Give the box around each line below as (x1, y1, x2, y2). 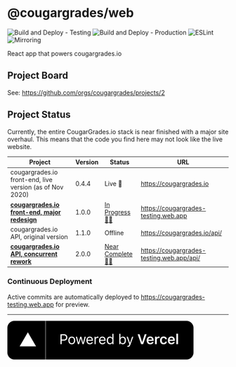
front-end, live (10, 176, 53, 184)
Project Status (7, 109, 72, 121)
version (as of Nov (10, 183, 64, 191)
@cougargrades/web (7, 5, 134, 21)
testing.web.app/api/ (140, 253, 201, 262)
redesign (10, 215, 37, 224)
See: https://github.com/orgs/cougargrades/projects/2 (7, 88, 165, 96)
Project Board (7, 70, 69, 82)
